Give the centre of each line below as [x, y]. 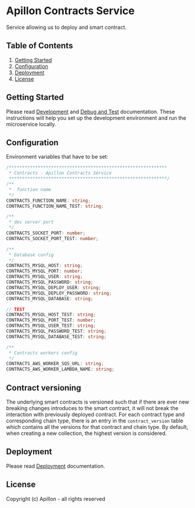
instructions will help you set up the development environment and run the [96, 118]
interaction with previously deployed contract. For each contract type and [95, 414]
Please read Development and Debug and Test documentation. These [91, 112]
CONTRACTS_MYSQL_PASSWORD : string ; [50, 282]
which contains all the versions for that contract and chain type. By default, [97, 427]
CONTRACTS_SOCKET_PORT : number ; [46, 233]
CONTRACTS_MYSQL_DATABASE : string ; [50, 299]
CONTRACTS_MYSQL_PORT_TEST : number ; [51, 320]
